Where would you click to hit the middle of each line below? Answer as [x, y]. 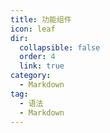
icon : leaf [33, 29]
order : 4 [37, 57]
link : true [42, 66]
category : [31, 76]
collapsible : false [60, 47]
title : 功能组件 [41, 19]
